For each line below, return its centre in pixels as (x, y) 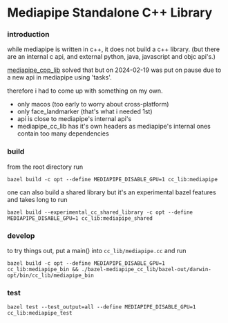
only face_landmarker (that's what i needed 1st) (85, 111)
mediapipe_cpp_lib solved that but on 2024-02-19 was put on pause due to (114, 70)
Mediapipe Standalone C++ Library (110, 13)
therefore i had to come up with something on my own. (85, 91)
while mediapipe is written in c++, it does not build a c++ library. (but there (113, 49)
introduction (28, 35)
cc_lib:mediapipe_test (40, 313)
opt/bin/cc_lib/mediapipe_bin (51, 276)
